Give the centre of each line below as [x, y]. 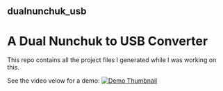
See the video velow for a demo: [53, 81]
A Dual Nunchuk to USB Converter [108, 41]
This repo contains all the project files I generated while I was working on [112, 60]
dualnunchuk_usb [47, 11]
